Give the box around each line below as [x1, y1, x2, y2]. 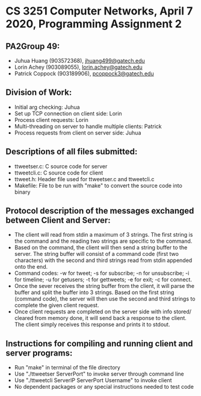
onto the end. [14, 263, 48, 270]
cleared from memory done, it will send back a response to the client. [14, 315, 187, 322]
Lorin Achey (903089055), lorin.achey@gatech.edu [14, 63, 143, 71]
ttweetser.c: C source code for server [14, 162, 108, 170]
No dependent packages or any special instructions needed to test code [14, 383, 194, 391]
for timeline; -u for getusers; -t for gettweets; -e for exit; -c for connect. [14, 276, 192, 283]
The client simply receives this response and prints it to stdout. [14, 321, 170, 328]
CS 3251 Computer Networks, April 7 [5, 4, 193, 18]
